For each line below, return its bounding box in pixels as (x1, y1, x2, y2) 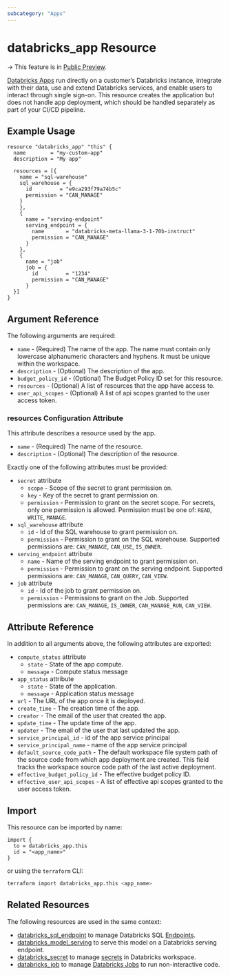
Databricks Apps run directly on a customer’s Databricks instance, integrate (7, 76, 222, 84)
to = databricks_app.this (13, 843, 88, 849)
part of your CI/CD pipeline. (7, 105, 85, 114)
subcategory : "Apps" (7, 10, 67, 17)
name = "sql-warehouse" (19, 174, 88, 181)
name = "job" (25, 258, 63, 266)
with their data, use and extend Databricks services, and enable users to (7, 83, 213, 92)
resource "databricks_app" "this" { (7, 144, 112, 150)
